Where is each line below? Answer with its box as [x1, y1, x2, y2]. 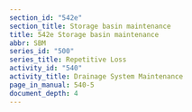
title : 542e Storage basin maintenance [9, 30, 160, 39]
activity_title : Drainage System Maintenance [9, 72, 183, 81]
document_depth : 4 [9, 89, 78, 98]
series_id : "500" [9, 47, 75, 56]
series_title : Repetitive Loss [9, 55, 127, 64]
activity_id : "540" [9, 64, 83, 73]
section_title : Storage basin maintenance [9, 22, 171, 31]
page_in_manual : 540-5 [9, 80, 95, 89]
